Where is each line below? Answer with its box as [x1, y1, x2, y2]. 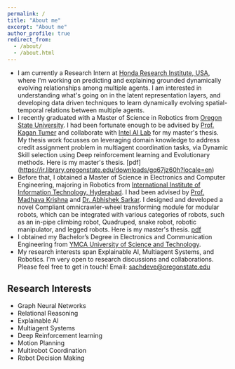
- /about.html [13, 50, 55, 57]
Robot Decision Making [17, 354, 85, 362]
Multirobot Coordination [17, 346, 86, 354]
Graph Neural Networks [17, 301, 86, 309]
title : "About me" [7, 17, 61, 24]
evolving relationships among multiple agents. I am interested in [17, 83, 202, 92]
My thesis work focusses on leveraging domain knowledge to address [17, 135, 220, 144]
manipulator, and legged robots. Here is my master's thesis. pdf [17, 225, 201, 234]
